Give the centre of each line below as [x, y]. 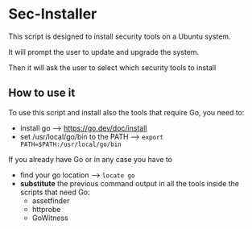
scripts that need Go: [55, 192]
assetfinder [51, 200]
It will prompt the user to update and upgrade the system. [104, 52]
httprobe [46, 209]
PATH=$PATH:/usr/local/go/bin [71, 144]
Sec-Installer [53, 14]
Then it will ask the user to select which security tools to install [112, 67]
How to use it [42, 93]
